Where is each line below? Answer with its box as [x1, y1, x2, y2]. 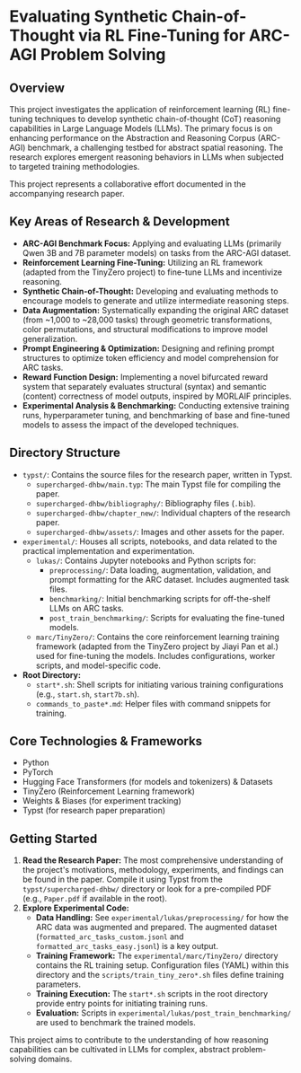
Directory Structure [9, 445, 121, 461]
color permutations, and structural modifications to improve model [22, 323, 268, 334]
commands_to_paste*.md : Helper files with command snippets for [35, 698, 271, 708]
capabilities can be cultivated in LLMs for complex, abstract [9, 1044, 231, 1055]
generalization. [22, 333, 78, 344]
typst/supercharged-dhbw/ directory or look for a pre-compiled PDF [22, 884, 272, 894]
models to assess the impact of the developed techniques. [22, 419, 240, 430]
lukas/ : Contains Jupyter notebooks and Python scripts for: [35, 555, 257, 566]
